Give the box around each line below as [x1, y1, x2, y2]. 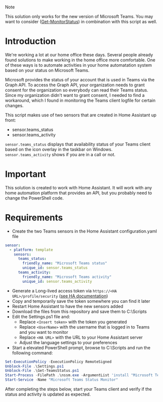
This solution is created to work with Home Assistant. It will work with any [5, 184, 152, 190]
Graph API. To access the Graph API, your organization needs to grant [5, 82, 145, 88]
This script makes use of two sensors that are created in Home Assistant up [5, 112, 157, 118]
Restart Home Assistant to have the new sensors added [12, 303, 124, 309]
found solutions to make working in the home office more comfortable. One [5, 57, 156, 63]
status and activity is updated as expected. [5, 391, 91, 397]
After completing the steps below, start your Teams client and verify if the [5, 386, 152, 392]
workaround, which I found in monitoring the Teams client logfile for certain [5, 97, 156, 103]
